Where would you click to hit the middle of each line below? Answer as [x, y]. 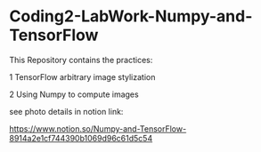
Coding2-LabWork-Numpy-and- [131, 16]
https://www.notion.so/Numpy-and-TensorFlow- [98, 128]
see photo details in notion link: [66, 111]
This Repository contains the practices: [81, 60]
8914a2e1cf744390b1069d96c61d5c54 [81, 138]
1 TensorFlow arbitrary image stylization [82, 76]
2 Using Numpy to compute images [74, 94]
